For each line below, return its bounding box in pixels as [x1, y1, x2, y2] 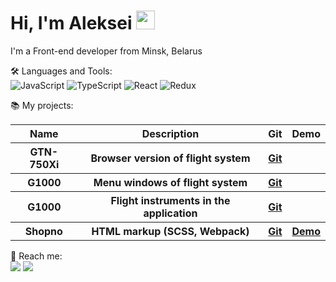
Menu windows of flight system [93, 175, 248, 189]
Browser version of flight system [90, 151, 251, 165]
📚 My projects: [10, 99, 74, 111]
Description [141, 126, 200, 140]
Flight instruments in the [110, 193, 231, 207]
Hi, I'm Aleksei [10, 12, 133, 35]
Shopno [24, 224, 63, 238]
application [143, 206, 198, 220]
